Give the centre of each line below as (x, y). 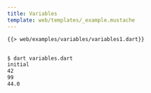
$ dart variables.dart (40, 58)
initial (18, 65)
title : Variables (32, 14)
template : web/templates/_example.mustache (71, 20)
